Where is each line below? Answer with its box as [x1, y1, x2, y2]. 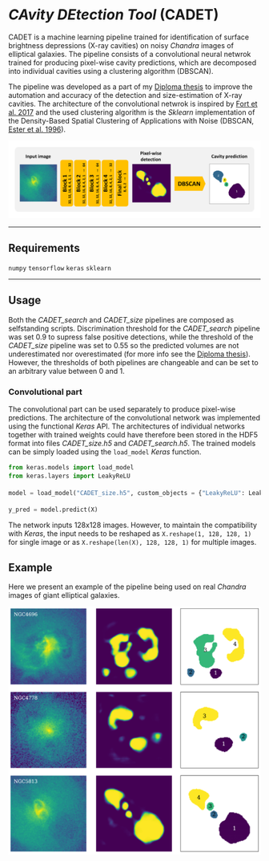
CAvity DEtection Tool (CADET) [8, 6, 219, 24]
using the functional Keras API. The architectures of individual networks [8, 421, 246, 431]
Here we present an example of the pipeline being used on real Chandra [8, 582, 247, 591]
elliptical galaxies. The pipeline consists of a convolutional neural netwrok [8, 49, 251, 59]
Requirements [8, 242, 80, 255]
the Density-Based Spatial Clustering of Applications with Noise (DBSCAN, [8, 116, 255, 125]
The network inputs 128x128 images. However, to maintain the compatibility [8, 520, 258, 530]
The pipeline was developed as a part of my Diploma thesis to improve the [8, 82, 254, 91]
